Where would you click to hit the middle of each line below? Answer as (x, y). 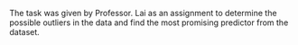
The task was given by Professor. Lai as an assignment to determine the (143, 13)
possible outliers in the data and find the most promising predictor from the (149, 22)
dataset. (25, 32)
